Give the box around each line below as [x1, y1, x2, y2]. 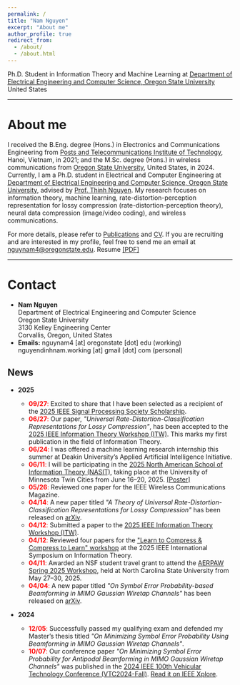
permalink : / [7, 10, 46, 18]
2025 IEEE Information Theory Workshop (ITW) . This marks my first [28, 430, 227, 438]
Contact [7, 277, 56, 293]
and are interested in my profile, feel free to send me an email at [7, 237, 196, 246]
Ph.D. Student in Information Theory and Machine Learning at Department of [7, 69, 233, 78]
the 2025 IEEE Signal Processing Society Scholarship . [28, 407, 187, 415]
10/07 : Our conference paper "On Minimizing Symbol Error [28, 646, 202, 655]
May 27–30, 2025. [28, 574, 82, 582]
